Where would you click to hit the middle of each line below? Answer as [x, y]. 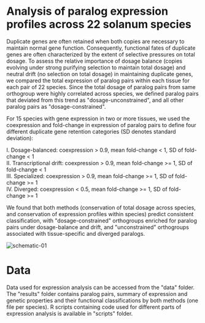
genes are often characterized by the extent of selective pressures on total [101, 54]
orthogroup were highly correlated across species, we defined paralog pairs [102, 93]
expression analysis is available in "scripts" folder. [70, 313]
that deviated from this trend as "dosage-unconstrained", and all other [95, 100]
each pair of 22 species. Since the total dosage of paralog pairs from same [101, 87]
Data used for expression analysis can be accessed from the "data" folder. [101, 287]
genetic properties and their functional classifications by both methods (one [102, 300]
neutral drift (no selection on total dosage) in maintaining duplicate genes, [100, 74]
